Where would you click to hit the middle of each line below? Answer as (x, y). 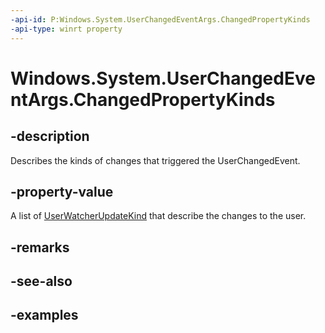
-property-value (62, 191)
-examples (44, 315)
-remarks (40, 247)
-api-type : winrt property (66, 29)
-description (50, 136)
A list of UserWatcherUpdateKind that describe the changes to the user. (158, 216)
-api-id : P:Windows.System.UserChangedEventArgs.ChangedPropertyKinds (160, 19)
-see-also (41, 281)
